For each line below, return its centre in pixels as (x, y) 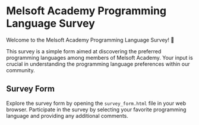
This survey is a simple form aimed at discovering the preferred (84, 51)
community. (20, 70)
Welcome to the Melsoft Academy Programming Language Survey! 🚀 (90, 40)
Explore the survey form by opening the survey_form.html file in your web (96, 103)
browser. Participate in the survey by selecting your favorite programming (96, 109)
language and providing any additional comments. (67, 116)
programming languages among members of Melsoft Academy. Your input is (99, 57)
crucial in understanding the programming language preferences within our (98, 64)
